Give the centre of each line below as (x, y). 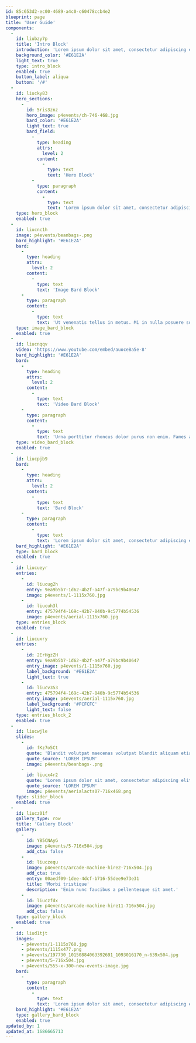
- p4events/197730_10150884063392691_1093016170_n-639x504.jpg (100, 955)
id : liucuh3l (42, 606)
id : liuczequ (42, 862)
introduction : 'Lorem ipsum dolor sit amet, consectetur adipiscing (101, 50)
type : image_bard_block (45, 328)
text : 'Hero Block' (71, 175)
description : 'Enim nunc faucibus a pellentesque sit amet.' (103, 889)
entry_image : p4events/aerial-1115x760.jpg (80, 699)
